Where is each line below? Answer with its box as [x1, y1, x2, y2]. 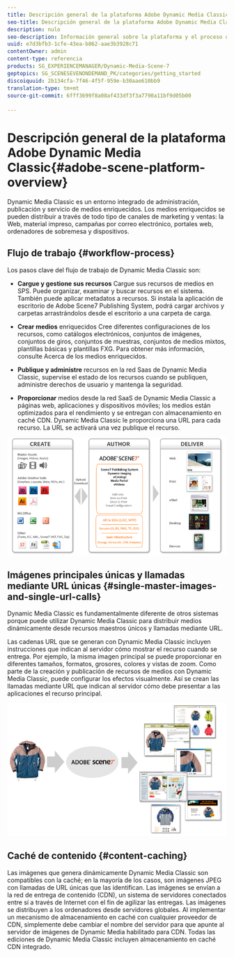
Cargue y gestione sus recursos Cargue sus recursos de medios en [17, 279, 214, 288]
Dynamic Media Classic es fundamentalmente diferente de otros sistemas [7, 609, 219, 618]
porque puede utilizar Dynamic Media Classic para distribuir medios [7, 616, 202, 625]
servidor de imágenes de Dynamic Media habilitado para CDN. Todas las [7, 927, 216, 936]
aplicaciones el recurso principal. [7, 689, 102, 698]
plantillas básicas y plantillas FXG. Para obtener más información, [17, 345, 205, 353]
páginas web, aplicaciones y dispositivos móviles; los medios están [17, 401, 211, 409]
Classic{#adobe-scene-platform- [7, 160, 205, 175]
